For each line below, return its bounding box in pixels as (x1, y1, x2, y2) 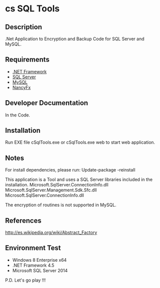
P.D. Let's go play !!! (5, 277, 46, 283)
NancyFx (12, 84, 31, 90)
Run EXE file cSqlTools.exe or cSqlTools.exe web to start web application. (5, 139, 155, 145)
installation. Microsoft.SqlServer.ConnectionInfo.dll (5, 182, 109, 188)
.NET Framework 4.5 (12, 262, 54, 268)
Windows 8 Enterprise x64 (12, 257, 67, 263)
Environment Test (5, 244, 61, 252)
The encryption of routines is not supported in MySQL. (5, 202, 116, 208)
